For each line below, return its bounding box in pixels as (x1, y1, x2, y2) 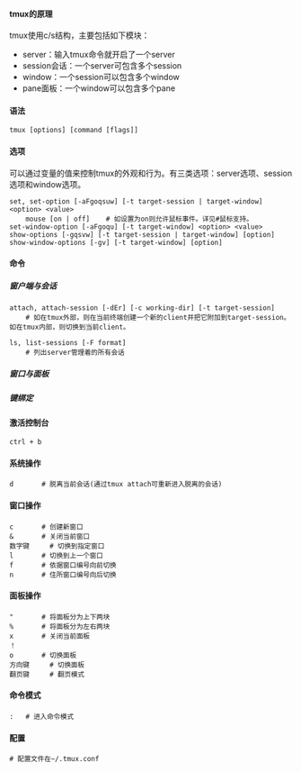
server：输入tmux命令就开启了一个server (22, 50, 175, 60)
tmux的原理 (9, 8, 53, 19)
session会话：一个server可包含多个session (22, 60, 182, 71)
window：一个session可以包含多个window (22, 72, 180, 83)
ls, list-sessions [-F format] (9, 339, 127, 348)
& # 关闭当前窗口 (9, 531, 90, 540)
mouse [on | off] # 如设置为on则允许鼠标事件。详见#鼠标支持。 (25, 214, 253, 223)
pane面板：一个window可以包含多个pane (22, 83, 176, 94)
